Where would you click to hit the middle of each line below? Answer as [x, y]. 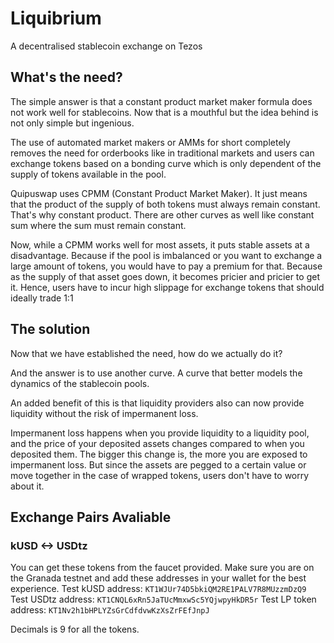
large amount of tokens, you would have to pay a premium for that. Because [166, 266]
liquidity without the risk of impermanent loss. [104, 413]
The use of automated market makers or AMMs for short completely [150, 142]
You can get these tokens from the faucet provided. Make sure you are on [162, 568]
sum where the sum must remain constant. [98, 225]
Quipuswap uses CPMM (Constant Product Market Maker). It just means [159, 193]
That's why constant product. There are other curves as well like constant [162, 214]
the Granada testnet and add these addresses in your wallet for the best [158, 578]
